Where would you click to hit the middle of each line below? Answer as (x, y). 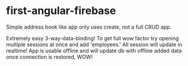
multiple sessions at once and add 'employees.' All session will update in (94, 44)
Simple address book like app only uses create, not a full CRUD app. (89, 27)
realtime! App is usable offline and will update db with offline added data (94, 50)
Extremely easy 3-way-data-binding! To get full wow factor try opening (93, 38)
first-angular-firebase (61, 11)
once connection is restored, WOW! (50, 57)
